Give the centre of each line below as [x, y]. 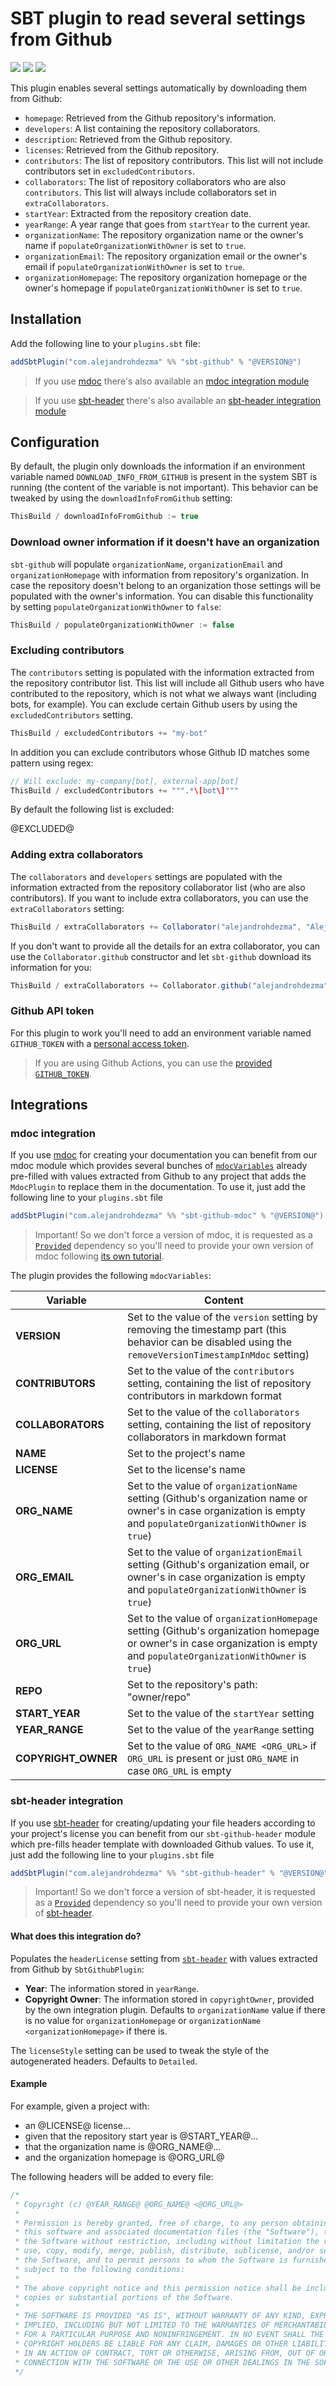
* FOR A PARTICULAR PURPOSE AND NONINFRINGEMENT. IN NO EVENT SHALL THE [169, 2335]
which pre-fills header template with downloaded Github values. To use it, [162, 1844]
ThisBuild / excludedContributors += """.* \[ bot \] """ [125, 790]
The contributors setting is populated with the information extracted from [162, 672]
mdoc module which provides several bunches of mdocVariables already [159, 1166]
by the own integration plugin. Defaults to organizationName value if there [175, 2009]
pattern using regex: [52, 763]
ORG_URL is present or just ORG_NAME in [213, 1759]
